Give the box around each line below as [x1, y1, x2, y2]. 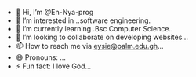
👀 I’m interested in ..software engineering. [15, 16, 151, 25]
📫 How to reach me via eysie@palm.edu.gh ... [15, 42, 164, 50]
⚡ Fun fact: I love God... [15, 61, 92, 71]
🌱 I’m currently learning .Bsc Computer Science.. [15, 24, 173, 33]
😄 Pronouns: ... [15, 53, 67, 62]
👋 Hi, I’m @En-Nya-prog [15, 8, 94, 16]
